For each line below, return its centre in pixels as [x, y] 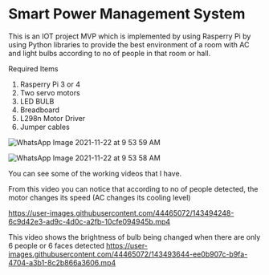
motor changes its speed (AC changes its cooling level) [100, 197]
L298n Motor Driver [53, 118]
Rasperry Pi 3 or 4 [50, 84]
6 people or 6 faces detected [56, 245]
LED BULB [37, 101]
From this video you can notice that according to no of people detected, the [133, 188]
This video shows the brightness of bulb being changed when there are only [134, 237]
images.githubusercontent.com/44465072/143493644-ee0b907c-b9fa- [128, 254]
